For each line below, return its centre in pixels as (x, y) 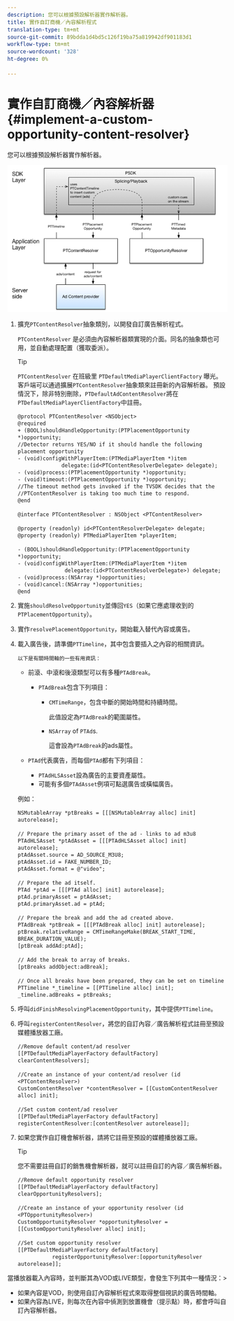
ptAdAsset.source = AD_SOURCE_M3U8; (71, 855)
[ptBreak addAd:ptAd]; (50, 946)
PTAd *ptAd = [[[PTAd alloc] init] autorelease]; (91, 890)
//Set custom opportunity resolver (69, 1243)
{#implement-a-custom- (80, 119)
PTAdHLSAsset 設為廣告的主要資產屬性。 (94, 775)
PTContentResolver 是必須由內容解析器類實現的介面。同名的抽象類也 (115, 339)
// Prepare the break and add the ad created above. (96, 918)
